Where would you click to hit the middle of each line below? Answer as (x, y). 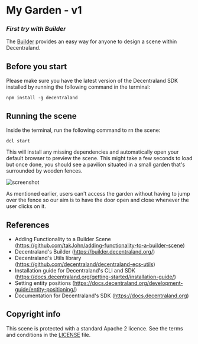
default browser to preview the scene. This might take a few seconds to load (99, 158)
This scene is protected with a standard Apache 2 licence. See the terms (95, 328)
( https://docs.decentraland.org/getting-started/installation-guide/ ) (95, 277)
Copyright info (33, 314)
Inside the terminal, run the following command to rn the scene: (83, 130)
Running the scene (41, 116)
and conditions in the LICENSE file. (48, 335)
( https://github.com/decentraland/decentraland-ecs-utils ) (85, 264)
